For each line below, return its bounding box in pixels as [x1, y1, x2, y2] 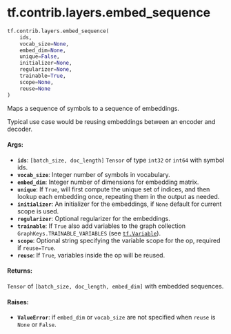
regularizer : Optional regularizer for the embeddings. [17, 214, 170, 222]
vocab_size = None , [19, 40, 70, 48]
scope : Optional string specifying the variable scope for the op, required [17, 236, 221, 244]
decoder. [7, 125, 33, 133]
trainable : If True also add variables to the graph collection [17, 222, 186, 230]
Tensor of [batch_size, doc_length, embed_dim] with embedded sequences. [7, 282, 224, 290]
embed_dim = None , [19, 47, 67, 54]
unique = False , [19, 53, 60, 60]
